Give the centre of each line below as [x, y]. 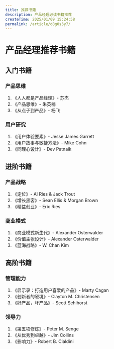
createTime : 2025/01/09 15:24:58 [40, 19]
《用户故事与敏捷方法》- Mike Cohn [49, 143]
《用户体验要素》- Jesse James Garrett [53, 137]
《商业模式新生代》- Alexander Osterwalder [58, 233]
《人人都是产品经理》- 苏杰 [41, 98]
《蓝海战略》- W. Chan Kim [41, 245]
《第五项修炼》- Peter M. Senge [45, 329]
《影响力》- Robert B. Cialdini [43, 341]
